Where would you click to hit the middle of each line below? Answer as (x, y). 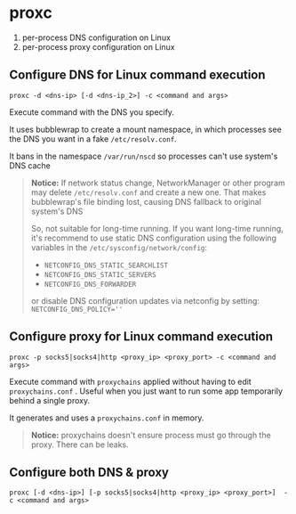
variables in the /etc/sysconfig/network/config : (119, 247)
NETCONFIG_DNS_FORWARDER (90, 284)
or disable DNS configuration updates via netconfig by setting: (145, 300)
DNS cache (30, 165)
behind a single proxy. (50, 400)
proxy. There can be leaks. (80, 445)
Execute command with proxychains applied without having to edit (130, 381)
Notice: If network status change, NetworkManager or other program (158, 183)
